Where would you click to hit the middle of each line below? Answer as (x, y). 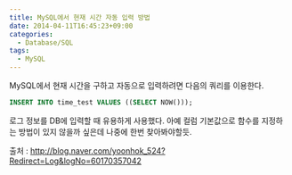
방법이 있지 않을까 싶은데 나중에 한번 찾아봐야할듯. (105, 131)
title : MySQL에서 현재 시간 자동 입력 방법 (80, 17)
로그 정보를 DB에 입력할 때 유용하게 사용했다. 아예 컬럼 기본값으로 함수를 (134, 121)
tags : (19, 51)
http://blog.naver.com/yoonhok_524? (98, 150)
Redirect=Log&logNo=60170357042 (76, 161)
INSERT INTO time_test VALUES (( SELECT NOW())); (101, 103)
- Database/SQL (45, 42)
